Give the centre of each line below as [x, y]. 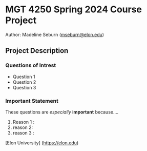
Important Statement [32, 101]
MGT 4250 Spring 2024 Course [74, 10]
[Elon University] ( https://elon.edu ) [42, 143]
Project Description [37, 51]
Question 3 [24, 87]
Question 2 [24, 82]
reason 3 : [23, 133]
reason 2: [23, 127]
